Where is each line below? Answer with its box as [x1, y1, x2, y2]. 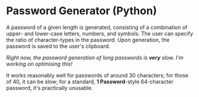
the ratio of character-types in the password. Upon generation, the [6, 36, 170, 43]
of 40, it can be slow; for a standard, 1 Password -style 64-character [6, 78, 174, 85]
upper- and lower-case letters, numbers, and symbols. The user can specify [6, 30, 194, 37]
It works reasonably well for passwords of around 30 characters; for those [6, 72, 189, 79]
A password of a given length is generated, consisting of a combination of [6, 24, 188, 31]
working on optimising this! [6, 60, 73, 67]
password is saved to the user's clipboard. [6, 43, 110, 50]
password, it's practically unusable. [6, 84, 94, 91]
